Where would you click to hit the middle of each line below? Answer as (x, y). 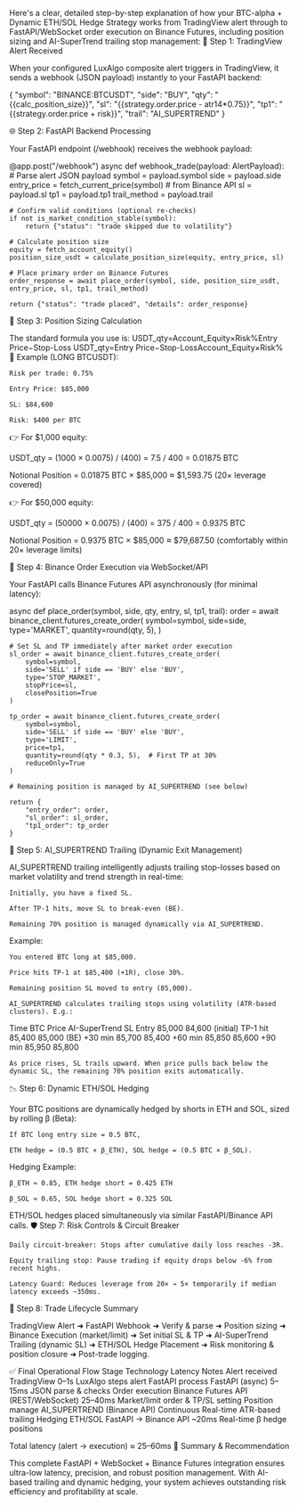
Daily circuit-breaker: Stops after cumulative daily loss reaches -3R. (147, 1245)
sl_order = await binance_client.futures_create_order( (115, 654)
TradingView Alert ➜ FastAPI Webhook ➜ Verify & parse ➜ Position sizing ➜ (148, 1326)
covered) (26, 484)
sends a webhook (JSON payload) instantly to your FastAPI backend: (136, 78)
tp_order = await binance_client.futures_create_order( (115, 716)
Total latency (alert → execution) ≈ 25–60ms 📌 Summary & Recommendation (149, 1446)
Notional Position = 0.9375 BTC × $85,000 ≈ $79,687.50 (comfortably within (149, 540)
